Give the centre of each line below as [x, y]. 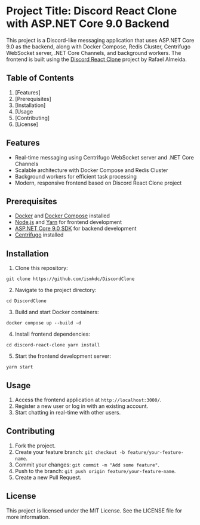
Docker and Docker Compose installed [62, 216]
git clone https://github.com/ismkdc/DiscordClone [70, 279]
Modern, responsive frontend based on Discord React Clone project [98, 183]
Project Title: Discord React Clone [92, 11]
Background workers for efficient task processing [76, 176]
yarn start [20, 367]
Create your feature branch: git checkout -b [70, 452]
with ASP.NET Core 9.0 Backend [88, 24]
